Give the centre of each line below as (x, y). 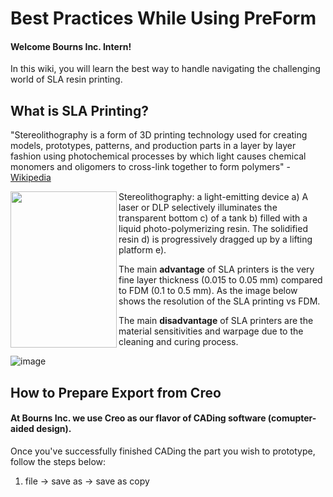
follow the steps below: (58, 461)
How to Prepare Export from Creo (116, 392)
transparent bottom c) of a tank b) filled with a (213, 218)
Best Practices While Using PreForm (163, 18)
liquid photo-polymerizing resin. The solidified (213, 229)
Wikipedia (31, 178)
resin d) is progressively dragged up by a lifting (215, 239)
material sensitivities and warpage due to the (211, 331)
